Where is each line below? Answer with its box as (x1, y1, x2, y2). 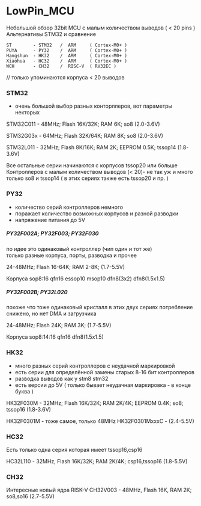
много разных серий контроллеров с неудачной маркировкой (14, 362, 175, 369)
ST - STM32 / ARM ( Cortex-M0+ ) (6, 42, 128, 48)
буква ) (14, 387, 34, 395)
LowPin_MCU (6, 4, 75, 18)
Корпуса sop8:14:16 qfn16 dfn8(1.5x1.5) (6, 333, 104, 341)
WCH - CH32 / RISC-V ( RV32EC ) (6, 63, 117, 69)
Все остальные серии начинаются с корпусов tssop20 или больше (6, 162, 178, 169)
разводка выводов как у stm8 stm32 (14, 375, 109, 382)
